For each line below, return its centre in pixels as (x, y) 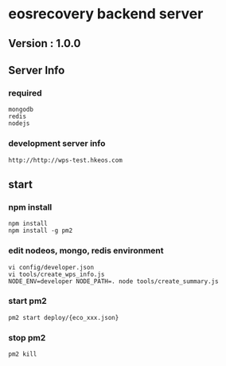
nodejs (19, 124)
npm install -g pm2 (41, 231)
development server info (57, 144)
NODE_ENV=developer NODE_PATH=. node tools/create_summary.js (113, 281)
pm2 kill (23, 354)
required (25, 92)
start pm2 (28, 301)
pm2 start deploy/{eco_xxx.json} (64, 317)
